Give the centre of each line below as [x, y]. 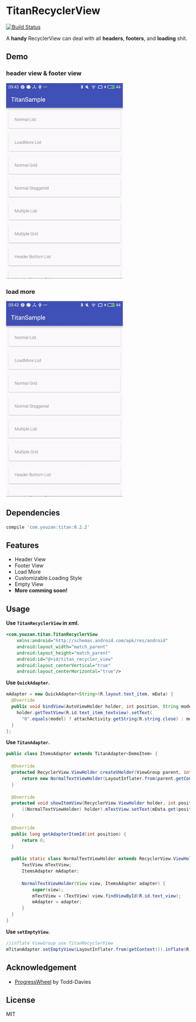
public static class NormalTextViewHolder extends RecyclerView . [92, 859]
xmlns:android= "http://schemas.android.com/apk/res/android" [92, 641]
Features [22, 545]
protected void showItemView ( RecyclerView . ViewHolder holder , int [94, 803]
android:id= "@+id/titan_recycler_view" [65, 659]
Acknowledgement [41, 968]
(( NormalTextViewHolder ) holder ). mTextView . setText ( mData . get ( [100, 810]
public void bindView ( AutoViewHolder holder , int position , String [95, 707]
